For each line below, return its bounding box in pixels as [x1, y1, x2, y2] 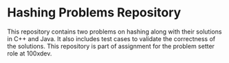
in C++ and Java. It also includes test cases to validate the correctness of [7, 34, 215, 42]
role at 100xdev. [7, 49, 52, 58]
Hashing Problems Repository [7, 5, 182, 21]
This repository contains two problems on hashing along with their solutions [7, 27, 222, 36]
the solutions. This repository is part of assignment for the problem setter [7, 42, 215, 50]
